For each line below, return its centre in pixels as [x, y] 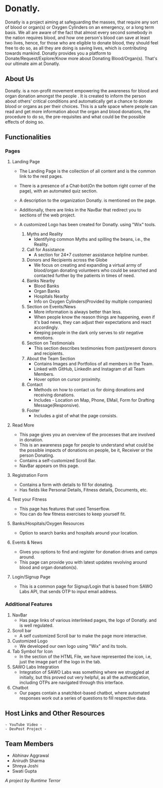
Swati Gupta [24, 771]
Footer [33, 410]
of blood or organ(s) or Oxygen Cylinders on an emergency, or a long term [80, 27]
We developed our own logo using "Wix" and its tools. [73, 646]
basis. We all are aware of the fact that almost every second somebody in [79, 32]
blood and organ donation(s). [48, 568]
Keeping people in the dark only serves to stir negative [89, 333]
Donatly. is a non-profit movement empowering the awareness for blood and [82, 90]
